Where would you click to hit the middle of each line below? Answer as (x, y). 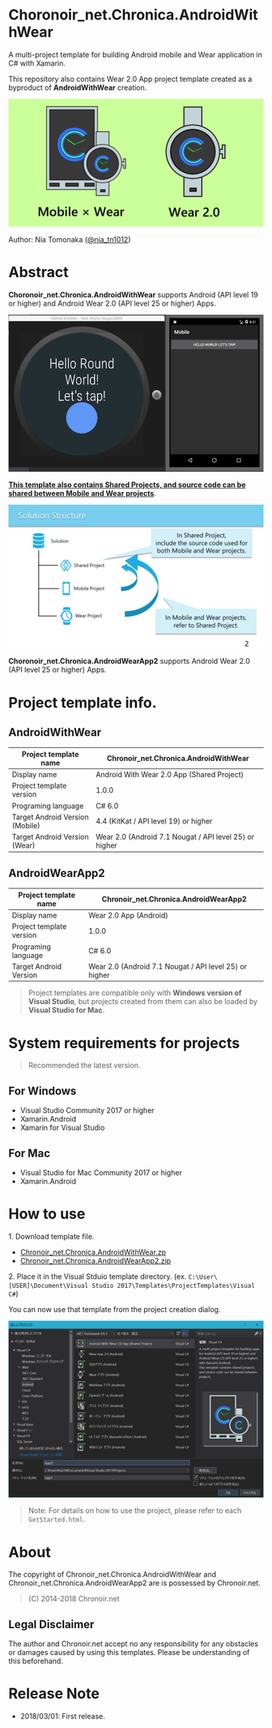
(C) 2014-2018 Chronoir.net (74, 1599)
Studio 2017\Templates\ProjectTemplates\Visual (173, 1285)
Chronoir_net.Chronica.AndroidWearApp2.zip (96, 1260)
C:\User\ (203, 1277)
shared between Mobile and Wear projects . (82, 493)
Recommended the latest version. (84, 1065)
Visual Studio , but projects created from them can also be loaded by (143, 1002)
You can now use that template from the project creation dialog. (115, 1309)
